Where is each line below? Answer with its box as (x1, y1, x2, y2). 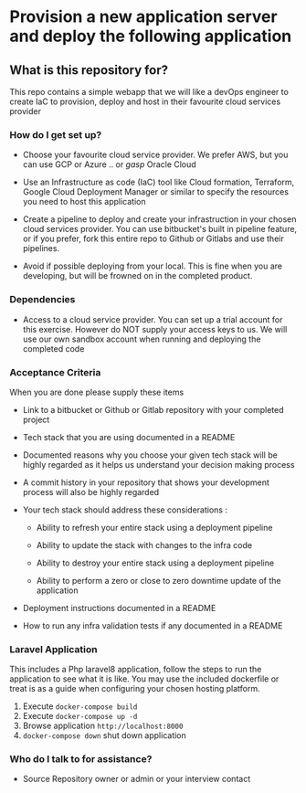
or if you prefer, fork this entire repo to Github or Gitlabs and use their (22, 233, 285, 244)
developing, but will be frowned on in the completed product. (22, 270, 253, 281)
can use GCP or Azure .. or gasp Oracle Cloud (22, 159, 196, 170)
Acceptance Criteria (9, 365, 101, 378)
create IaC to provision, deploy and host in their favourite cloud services (9, 96, 281, 107)
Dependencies (9, 293, 76, 306)
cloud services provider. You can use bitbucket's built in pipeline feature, (22, 224, 298, 235)
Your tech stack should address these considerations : (22, 504, 228, 515)
